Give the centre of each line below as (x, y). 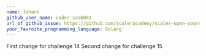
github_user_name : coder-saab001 (49, 18)
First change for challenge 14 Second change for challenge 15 (84, 46)
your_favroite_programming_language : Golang (64, 29)
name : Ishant (23, 12)
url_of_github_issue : (34, 23)
